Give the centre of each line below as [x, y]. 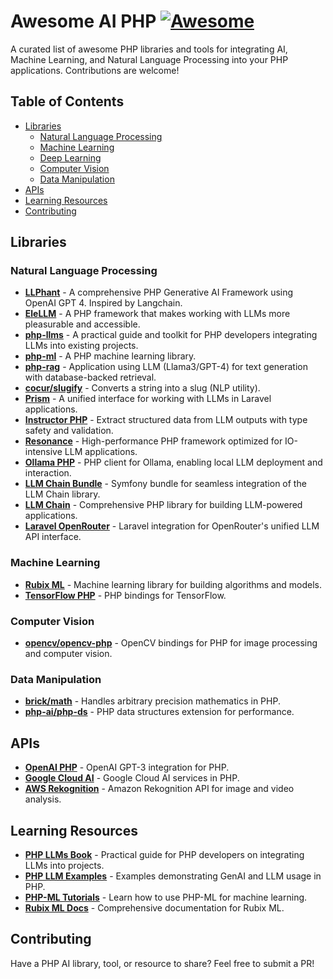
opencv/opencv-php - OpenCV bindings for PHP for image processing [171, 643]
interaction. [48, 473]
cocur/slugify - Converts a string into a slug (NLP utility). [142, 388]
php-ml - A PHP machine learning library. [110, 356]
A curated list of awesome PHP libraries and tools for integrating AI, [149, 49]
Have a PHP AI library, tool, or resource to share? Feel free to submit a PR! [162, 963]
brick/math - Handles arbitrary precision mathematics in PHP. [152, 701]
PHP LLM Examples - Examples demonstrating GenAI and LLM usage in [173, 876]
